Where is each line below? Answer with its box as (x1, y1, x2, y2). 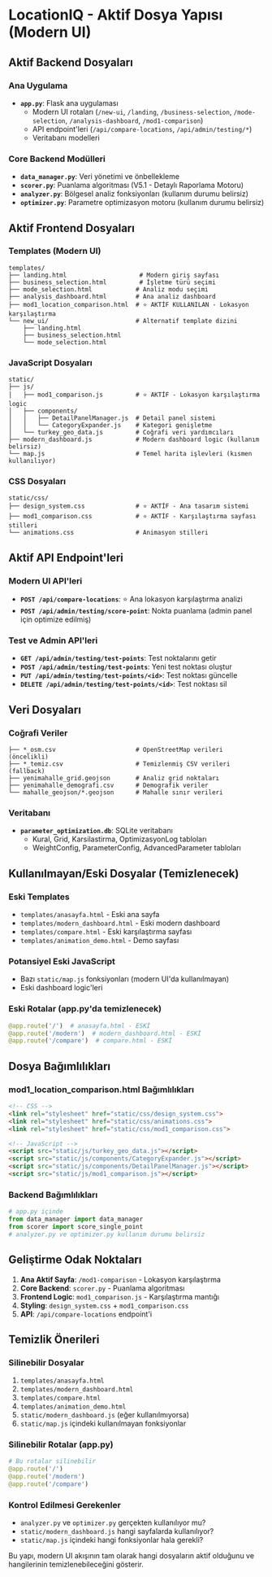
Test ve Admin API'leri (8, 635, 98, 646)
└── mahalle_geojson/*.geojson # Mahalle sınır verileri (8, 788, 223, 797)
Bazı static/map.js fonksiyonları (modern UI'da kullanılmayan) (19, 974, 230, 984)
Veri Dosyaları (8, 702, 81, 717)
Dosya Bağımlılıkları (8, 1059, 111, 1073)
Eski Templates (8, 891, 71, 902)
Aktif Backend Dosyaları (8, 55, 134, 69)
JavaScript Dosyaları (8, 356, 93, 368)
